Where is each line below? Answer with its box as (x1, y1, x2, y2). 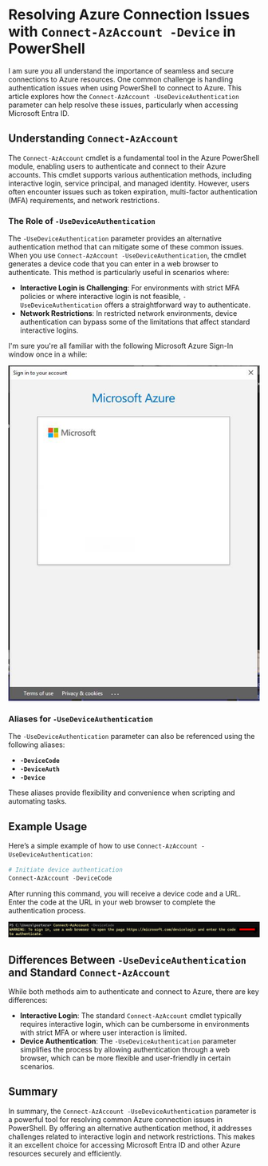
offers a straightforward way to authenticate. (104, 300, 251, 309)
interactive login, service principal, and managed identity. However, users (8, 178, 250, 188)
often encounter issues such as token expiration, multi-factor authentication (8, 186, 258, 197)
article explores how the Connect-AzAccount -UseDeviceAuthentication (8, 91, 239, 101)
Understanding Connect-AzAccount (8, 132, 179, 146)
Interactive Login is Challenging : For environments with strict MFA (19, 283, 240, 293)
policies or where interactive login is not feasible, (19, 292, 181, 301)
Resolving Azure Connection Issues (8, 6, 250, 24)
